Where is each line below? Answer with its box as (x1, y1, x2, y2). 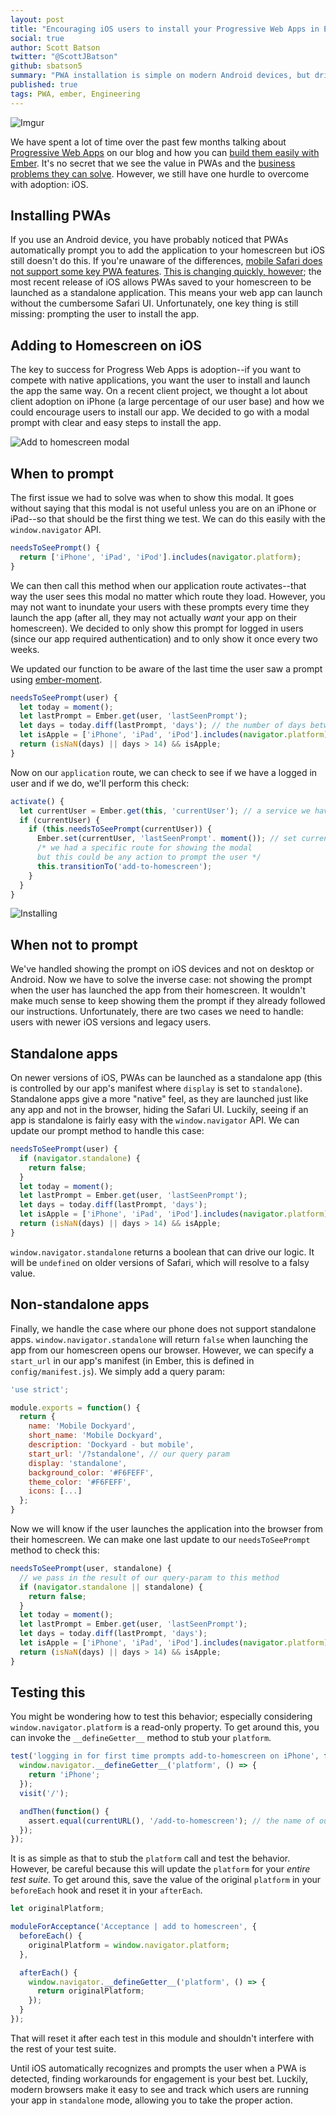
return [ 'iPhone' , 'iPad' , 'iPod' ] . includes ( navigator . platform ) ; (19, 552, 302, 562)
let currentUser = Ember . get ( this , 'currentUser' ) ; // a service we (19, 806, 311, 816)
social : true (10, 33, 65, 43)
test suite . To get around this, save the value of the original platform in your (10, 1874, 322, 1886)
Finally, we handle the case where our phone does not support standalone (10, 1322, 317, 1335)
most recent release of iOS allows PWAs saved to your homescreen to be (10, 276, 312, 288)
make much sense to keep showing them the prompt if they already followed (10, 995, 326, 1007)
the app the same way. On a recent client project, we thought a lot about (10, 385, 308, 397)
